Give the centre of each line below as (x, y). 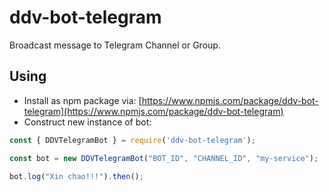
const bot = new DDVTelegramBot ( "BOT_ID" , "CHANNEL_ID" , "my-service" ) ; (164, 158)
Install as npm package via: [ (82, 100)
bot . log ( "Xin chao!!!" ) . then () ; (76, 176)
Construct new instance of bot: (87, 122)
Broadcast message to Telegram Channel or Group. (115, 45)
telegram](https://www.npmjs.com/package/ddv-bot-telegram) (153, 111)
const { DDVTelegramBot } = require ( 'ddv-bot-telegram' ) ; (132, 140)
